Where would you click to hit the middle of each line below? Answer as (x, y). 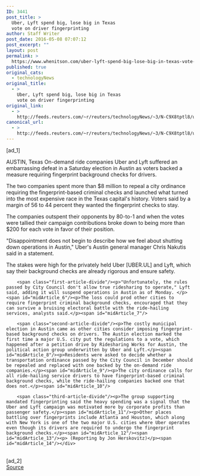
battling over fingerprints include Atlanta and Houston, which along (96, 417)
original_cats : (25, 73)
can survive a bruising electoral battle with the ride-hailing (87, 308)
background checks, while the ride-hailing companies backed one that (96, 381)
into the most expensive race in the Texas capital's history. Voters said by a (98, 198)
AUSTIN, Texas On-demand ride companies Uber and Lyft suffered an (92, 162)
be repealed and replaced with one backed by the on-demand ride (89, 365)
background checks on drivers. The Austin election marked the (102, 334)
